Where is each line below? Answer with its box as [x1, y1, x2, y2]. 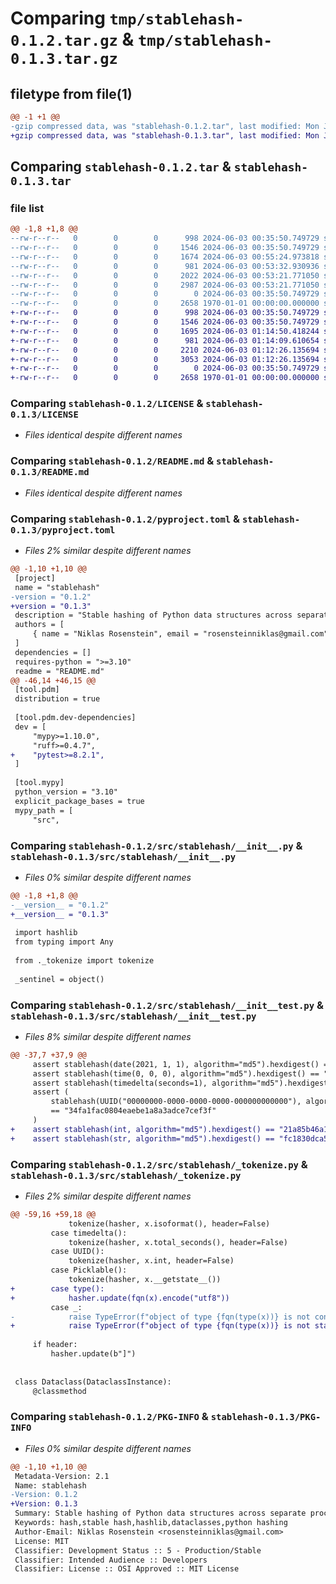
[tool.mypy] [14, 778, 65, 788]
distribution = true [14, 694, 101, 704]
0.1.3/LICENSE [10, 409, 79, 421]
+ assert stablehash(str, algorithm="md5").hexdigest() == [10, 1133, 275, 1144]
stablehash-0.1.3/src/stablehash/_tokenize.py [10, 1170, 242, 1181]
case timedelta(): [50, 1228, 128, 1238]
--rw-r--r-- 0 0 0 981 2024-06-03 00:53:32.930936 [10, 261, 320, 271]
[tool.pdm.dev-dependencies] [14, 713, 137, 723]
